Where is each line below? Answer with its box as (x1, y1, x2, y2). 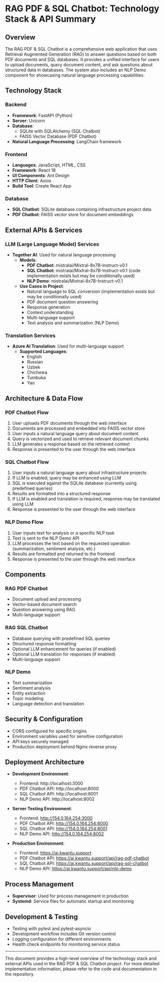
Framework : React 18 (12, 167, 56, 173)
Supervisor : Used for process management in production (12, 893, 129, 899)
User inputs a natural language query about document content (12, 430, 138, 436)
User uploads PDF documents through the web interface (12, 420, 127, 426)
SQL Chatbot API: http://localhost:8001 (19, 791, 98, 797)
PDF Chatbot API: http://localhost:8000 (19, 786, 99, 792)
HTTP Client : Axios (12, 178, 52, 184)
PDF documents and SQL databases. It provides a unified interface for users (5, 57, 160, 62)
